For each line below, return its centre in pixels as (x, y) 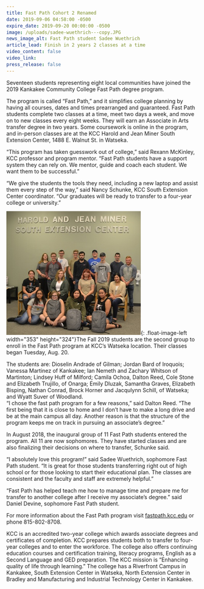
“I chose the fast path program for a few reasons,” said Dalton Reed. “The (99, 403)
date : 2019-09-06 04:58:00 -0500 (49, 19)
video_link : (21, 58)
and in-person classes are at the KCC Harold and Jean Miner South (91, 133)
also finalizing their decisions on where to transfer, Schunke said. (88, 447)
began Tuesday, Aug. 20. (38, 352)
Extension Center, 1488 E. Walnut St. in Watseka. (67, 140)
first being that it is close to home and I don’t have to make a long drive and (101, 409)
